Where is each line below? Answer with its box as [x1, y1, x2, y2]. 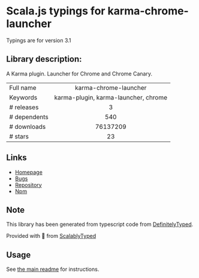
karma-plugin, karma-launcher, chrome [54, 93, 168, 101]
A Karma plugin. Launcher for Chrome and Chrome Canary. [6, 70, 153, 77]
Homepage [14, 168, 43, 176]
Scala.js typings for [6, 4, 105, 18]
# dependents [9, 113, 49, 121]
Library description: [6, 54, 82, 64]
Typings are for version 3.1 [6, 37, 71, 44]
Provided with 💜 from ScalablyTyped [6, 232, 97, 240]
